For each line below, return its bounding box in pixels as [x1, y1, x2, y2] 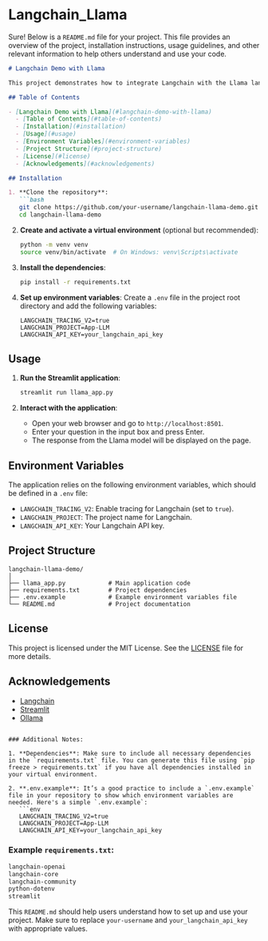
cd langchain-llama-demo [18, 211, 102, 219]
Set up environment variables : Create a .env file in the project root [19, 292, 241, 302]
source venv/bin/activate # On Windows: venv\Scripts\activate [19, 248, 238, 256]
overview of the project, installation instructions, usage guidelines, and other [8, 40, 260, 50]
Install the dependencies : [19, 262, 106, 272]
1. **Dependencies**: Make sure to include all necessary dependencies [8, 749, 251, 757]
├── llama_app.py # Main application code [8, 579, 191, 587]
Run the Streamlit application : [19, 373, 121, 383]
